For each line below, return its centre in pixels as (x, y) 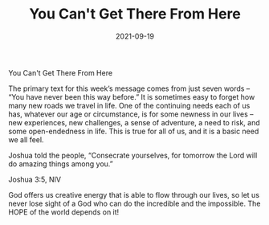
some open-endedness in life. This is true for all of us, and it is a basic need (134, 131)
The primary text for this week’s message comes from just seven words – (129, 88)
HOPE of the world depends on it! (64, 212)
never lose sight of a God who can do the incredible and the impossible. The (134, 203)
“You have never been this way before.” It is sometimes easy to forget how (132, 96)
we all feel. (26, 139)
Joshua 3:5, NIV (35, 179)
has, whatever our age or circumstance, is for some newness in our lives (128, 114)
